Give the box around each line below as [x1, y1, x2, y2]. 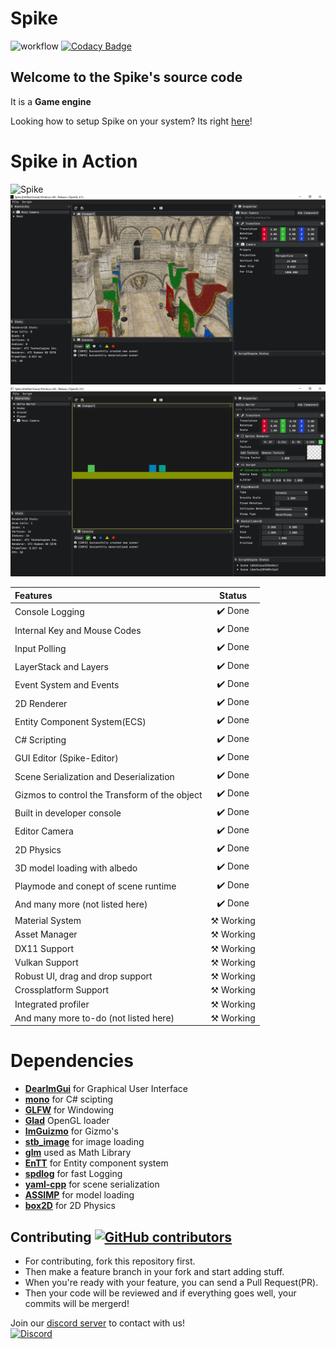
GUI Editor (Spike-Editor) [14, 752, 119, 764]
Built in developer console [14, 807, 122, 819]
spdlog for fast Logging [24, 1168, 123, 1180]
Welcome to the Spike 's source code [10, 69, 243, 86]
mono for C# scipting [24, 1093, 113, 1106]
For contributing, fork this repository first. [24, 1255, 196, 1267]
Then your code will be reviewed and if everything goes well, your [24, 1287, 297, 1299]
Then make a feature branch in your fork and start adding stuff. [24, 1266, 285, 1278]
